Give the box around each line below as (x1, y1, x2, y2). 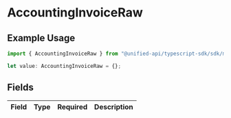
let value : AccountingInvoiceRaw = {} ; (7, 62, 122, 69)
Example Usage (7, 32, 76, 44)
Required (57, 102, 88, 111)
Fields (7, 82, 34, 93)
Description (93, 102, 134, 111)
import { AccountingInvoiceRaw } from (7, 50, 118, 57)
